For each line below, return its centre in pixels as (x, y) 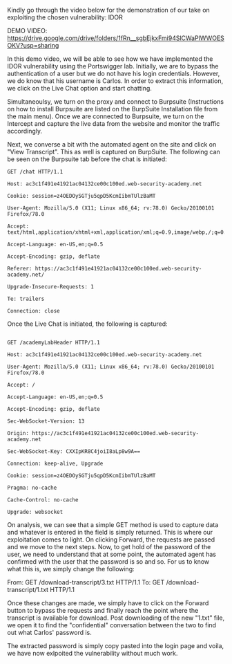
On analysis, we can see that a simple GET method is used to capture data (113, 525)
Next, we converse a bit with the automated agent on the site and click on (112, 144)
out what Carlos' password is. (49, 633)
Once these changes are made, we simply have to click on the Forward (108, 603)
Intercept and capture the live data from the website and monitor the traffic (114, 123)
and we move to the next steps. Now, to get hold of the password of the (109, 547)
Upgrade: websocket (35, 512)
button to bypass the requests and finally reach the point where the (103, 610)
